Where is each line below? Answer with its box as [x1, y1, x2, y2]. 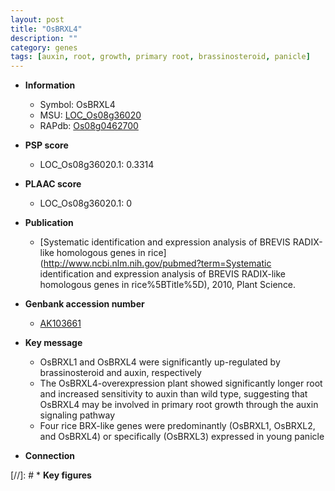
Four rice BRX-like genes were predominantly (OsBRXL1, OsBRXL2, [39, 420, 316, 432]
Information [24, 79, 76, 91]
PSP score [24, 139, 69, 151]
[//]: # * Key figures [10, 469, 92, 481]
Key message [24, 337, 83, 349]
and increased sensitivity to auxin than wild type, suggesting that [39, 388, 308, 400]
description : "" [10, 33, 78, 43]
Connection [24, 450, 75, 462]
